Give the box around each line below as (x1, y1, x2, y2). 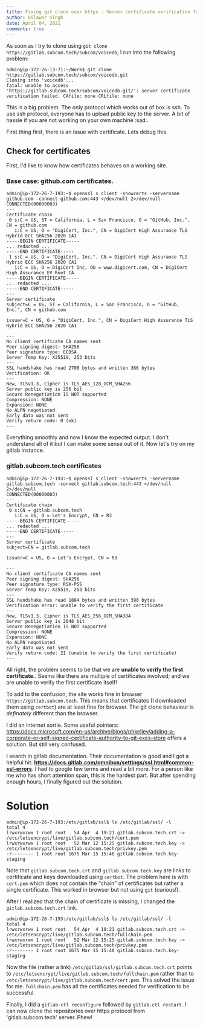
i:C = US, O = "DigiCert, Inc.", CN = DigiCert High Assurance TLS (14, 228, 188, 234)
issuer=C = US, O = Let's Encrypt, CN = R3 (6, 555, 118, 561)
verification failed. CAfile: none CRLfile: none (6, 93, 134, 100)
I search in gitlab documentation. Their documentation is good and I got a (6, 752, 189, 759)
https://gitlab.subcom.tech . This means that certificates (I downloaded (6, 697, 186, 704)
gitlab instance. (6, 446, 45, 454)
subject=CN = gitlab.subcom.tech (6, 544, 91, 550)
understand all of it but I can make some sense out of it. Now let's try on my (6, 440, 195, 448)
